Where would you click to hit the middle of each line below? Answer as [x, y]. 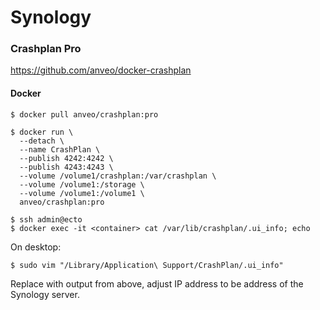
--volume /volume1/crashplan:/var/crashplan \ [118, 176]
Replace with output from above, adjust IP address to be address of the [157, 283]
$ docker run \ [42, 132]
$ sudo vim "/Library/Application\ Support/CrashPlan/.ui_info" [147, 265]
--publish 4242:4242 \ [66, 158]
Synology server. [45, 294]
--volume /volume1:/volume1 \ [82, 193]
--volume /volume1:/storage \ [82, 184]
